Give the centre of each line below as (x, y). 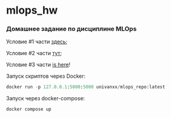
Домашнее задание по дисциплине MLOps (72, 29)
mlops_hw (32, 10)
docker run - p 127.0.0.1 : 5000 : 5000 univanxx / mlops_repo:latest (86, 87)
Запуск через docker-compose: (46, 98)
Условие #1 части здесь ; (37, 42)
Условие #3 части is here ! (38, 65)
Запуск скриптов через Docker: (46, 76)
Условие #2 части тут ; (34, 53)
